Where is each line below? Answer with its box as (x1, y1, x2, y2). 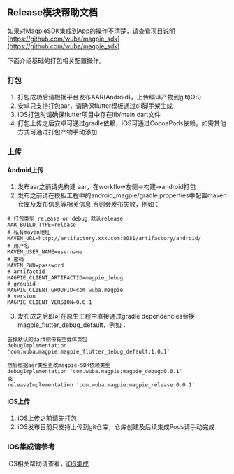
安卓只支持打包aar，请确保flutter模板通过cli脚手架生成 (17, 102, 173, 110)
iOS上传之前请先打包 (17, 414, 77, 422)
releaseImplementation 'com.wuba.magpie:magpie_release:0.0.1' (7, 382, 196, 389)
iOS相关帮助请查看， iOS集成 (7, 459, 89, 468)
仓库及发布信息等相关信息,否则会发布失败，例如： (17, 200, 161, 209)
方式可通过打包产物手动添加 (17, 128, 98, 137)
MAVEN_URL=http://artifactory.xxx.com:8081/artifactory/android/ (7, 235, 201, 242)
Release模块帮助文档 (7, 6, 98, 19)
